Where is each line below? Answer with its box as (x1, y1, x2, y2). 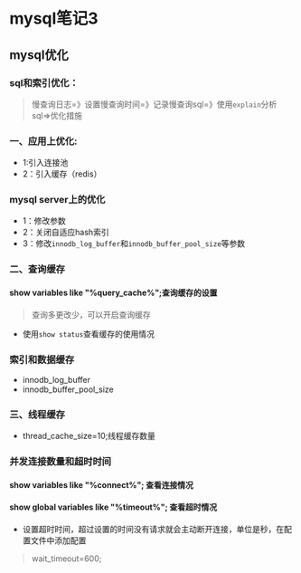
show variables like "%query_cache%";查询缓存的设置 (9, 287, 218, 298)
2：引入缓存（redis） (22, 168, 102, 179)
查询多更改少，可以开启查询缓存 (31, 309, 151, 320)
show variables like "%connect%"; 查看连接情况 (9, 479, 194, 490)
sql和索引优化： (9, 76, 80, 89)
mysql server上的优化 (9, 194, 106, 206)
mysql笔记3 (9, 8, 99, 29)
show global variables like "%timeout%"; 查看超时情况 (9, 501, 218, 512)
